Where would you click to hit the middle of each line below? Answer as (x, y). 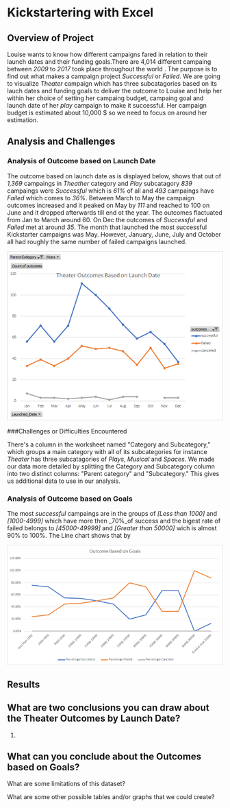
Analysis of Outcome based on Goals (70, 499)
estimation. (23, 120)
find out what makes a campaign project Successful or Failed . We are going (114, 76)
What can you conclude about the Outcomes (104, 757)
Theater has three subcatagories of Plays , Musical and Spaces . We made (111, 459)
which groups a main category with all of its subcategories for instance (107, 452)
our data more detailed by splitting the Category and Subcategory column (111, 466)
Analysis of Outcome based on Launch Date (81, 161)
